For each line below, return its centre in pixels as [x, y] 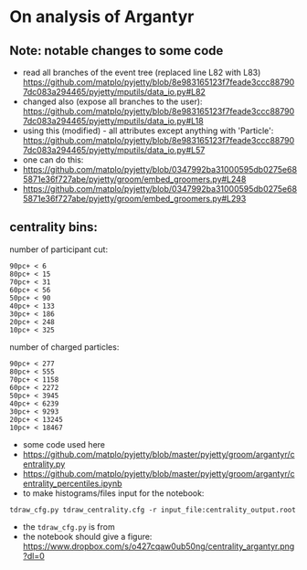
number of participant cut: [58, 249]
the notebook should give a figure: [87, 536]
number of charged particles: [64, 347]
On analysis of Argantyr [102, 17]
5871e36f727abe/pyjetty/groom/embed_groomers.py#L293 [134, 199]
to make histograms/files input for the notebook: [113, 493]
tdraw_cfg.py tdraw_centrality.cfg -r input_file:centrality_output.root [153, 510]
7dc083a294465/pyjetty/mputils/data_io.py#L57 [114, 150]
